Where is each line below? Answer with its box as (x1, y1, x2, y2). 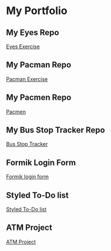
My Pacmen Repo (6, 93, 72, 103)
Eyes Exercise (6, 43, 40, 50)
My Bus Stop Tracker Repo (6, 125, 105, 135)
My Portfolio (6, 4, 68, 18)
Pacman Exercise (6, 75, 48, 83)
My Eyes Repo (6, 28, 59, 38)
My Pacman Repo (6, 60, 72, 70)
